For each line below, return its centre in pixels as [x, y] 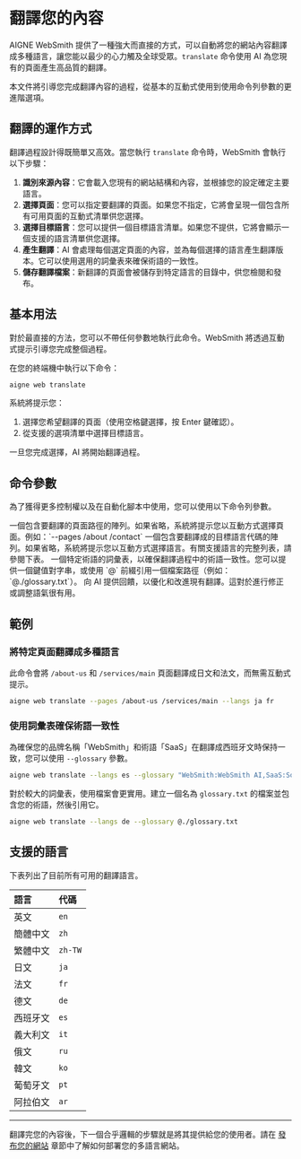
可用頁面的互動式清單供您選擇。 [89, 215]
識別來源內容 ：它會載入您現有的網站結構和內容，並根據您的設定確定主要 [155, 182]
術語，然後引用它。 [68, 805]
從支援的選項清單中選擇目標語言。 [85, 433]
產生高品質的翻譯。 [76, 67]
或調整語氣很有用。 [45, 593]
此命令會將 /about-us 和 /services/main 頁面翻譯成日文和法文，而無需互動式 [150, 673]
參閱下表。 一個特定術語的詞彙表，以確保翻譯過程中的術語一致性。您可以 [144, 559]
